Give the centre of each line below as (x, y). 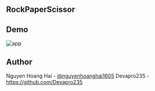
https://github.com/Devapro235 (45, 82)
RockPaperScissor (41, 10)
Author (19, 62)
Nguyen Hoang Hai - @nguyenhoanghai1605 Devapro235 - (78, 76)
